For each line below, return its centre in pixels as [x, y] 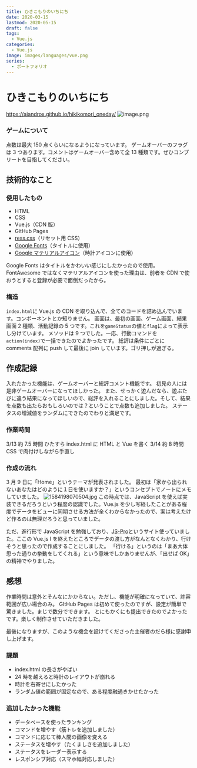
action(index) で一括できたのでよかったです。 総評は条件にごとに [86, 341]
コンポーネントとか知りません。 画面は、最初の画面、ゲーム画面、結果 [101, 318]
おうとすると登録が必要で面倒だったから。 [58, 280]
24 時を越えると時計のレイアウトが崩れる [65, 677]
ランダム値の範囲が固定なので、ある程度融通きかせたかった [87, 692]
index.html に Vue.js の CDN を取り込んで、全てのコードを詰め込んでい [92, 311]
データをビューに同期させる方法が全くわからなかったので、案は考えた [101, 512]
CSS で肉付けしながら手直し [41, 451]
